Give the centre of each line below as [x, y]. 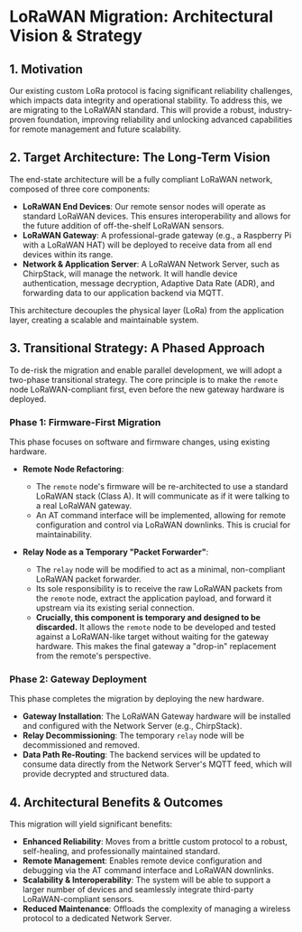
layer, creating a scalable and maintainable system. [104, 320]
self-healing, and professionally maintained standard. [121, 852]
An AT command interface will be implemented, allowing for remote [161, 515]
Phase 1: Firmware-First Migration [85, 422]
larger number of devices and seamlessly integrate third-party [138, 890]
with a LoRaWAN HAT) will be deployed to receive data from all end [147, 245]
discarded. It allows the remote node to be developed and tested [156, 627]
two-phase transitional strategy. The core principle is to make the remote [144, 379]
